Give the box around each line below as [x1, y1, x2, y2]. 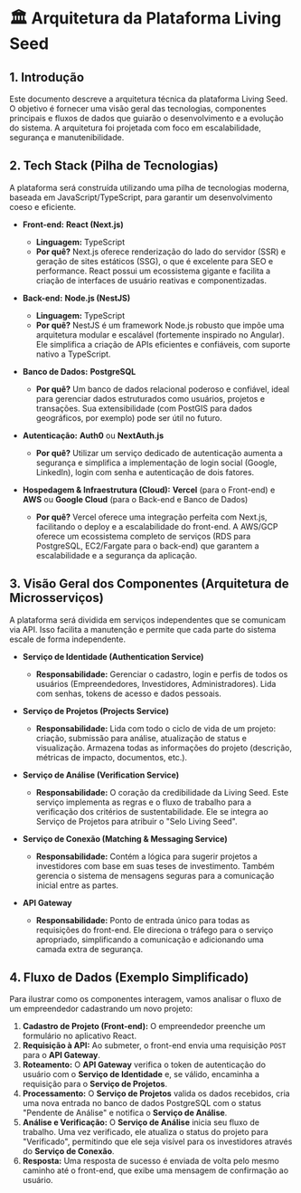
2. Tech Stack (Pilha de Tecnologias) [9, 158, 219, 174]
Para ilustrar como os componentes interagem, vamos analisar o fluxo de [9, 994, 282, 1005]
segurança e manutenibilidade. [9, 132, 125, 142]
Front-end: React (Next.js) [22, 219, 124, 230]
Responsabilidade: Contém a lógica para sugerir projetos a [35, 851, 258, 862]
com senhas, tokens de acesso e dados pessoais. [35, 688, 221, 699]
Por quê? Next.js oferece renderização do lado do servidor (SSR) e [35, 246, 287, 257]
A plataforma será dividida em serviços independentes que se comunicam [9, 614, 287, 625]
